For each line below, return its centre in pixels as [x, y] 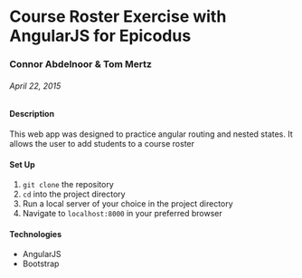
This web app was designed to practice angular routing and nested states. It [151, 134]
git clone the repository [68, 185]
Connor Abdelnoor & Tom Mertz [80, 64]
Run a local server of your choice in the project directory [127, 204]
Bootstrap [41, 264]
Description [32, 114]
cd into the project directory [74, 194]
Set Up [23, 164]
